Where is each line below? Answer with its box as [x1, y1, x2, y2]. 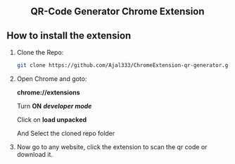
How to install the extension [6, 30, 132, 42]
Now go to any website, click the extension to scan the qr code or [16, 143, 208, 151]
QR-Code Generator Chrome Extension [30, 6, 205, 18]
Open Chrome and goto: [16, 75, 87, 83]
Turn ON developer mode [16, 102, 92, 111]
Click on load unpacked [16, 115, 87, 124]
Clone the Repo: [16, 49, 64, 57]
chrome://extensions [16, 88, 80, 97]
